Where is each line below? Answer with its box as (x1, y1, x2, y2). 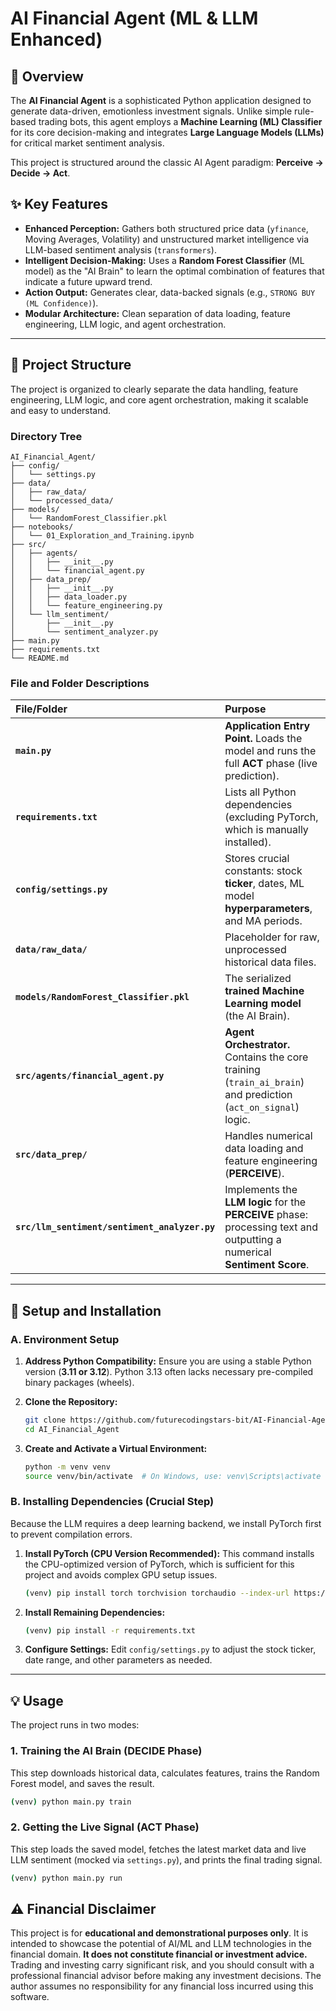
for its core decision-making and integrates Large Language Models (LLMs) (10, 127, 325, 138)
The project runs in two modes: (10, 1719, 140, 1731)
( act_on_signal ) (224, 1100, 300, 1114)
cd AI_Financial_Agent (24, 1424, 120, 1434)
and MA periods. (224, 914, 303, 928)
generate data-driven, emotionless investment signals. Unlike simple (10, 105, 293, 117)
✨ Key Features (10, 196, 108, 213)
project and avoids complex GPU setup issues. (24, 1568, 218, 1581)
